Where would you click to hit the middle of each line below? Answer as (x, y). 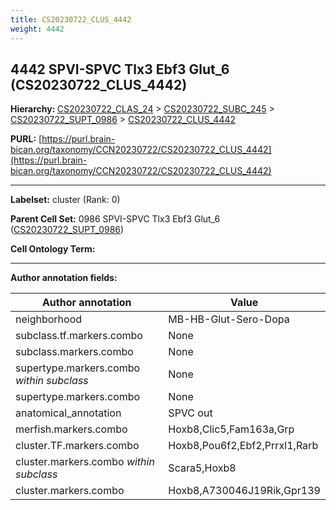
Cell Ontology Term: (53, 249)
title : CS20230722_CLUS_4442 (71, 19)
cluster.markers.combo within (85, 462)
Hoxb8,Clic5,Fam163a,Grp (231, 429)
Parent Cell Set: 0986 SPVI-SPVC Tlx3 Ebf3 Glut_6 (115, 219)
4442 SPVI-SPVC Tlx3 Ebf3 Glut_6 (120, 69)
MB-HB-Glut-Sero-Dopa (229, 319)
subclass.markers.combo (74, 352)
